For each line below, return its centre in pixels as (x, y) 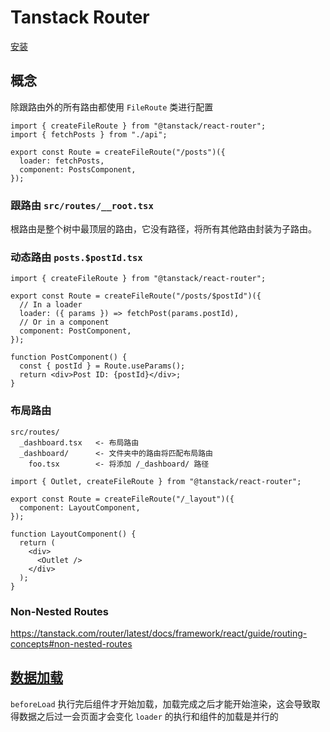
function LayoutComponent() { (73, 534)
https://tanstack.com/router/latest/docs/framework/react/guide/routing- (159, 633)
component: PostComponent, (75, 331)
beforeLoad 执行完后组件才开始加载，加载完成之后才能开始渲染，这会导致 (161, 703)
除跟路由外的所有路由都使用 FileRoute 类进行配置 (112, 107)
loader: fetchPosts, (62, 161)
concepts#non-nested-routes (71, 643)
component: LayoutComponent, (80, 507)
